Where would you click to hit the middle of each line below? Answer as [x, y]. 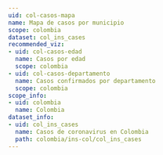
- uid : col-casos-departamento [59, 74]
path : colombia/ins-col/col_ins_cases [79, 139]
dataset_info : [31, 117]
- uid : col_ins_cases [43, 124]
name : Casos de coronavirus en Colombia [82, 132]
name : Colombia [40, 110]
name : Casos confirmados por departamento [85, 81]
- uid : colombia [34, 103]
